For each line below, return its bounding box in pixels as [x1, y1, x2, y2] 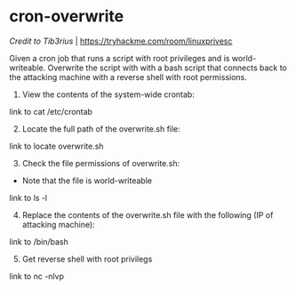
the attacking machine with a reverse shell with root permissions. [9, 71, 247, 82]
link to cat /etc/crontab [9, 106, 93, 117]
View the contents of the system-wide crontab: [21, 89, 196, 100]
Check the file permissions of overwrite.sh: [21, 157, 180, 168]
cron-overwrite [9, 6, 124, 27]
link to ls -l [9, 192, 47, 203]
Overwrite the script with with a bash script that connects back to [47, 62, 287, 73]
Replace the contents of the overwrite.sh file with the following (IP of [21, 209, 274, 220]
